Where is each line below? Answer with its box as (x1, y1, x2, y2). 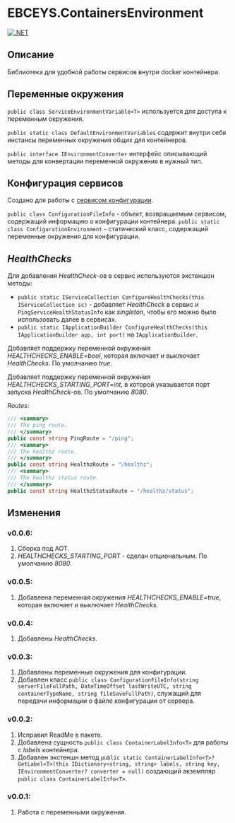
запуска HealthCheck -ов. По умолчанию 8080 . (7, 387, 149, 397)
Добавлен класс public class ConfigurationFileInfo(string (17, 675, 199, 684)
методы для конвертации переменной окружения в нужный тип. (7, 157, 203, 165)
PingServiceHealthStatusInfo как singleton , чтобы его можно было (17, 308, 217, 316)
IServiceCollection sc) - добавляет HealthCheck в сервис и (17, 300, 199, 309)
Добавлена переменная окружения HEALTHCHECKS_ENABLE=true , (17, 593, 222, 602)
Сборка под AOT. (17, 544, 69, 553)
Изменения (7, 507, 61, 519)
